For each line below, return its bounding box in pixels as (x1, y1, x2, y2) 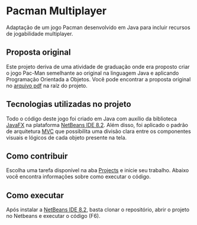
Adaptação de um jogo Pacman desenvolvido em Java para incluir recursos (6, 24, 190, 31)
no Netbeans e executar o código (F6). (6, 213, 101, 220)
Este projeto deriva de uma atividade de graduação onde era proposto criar (6, 63, 190, 70)
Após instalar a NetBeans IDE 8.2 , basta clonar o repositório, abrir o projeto (6, 206, 190, 213)
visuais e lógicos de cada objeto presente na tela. (6, 134, 127, 141)
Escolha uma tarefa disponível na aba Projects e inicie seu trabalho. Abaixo (6, 167, 189, 174)
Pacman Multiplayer (6, 4, 107, 18)
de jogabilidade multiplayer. (6, 30, 73, 37)
